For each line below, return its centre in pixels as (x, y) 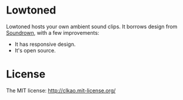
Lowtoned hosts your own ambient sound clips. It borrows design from (92, 26)
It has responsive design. (45, 44)
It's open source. (35, 50)
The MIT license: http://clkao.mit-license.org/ (61, 90)
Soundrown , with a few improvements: (53, 32)
